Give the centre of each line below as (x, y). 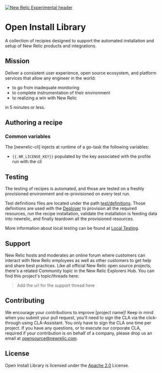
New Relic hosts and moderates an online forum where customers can (75, 255)
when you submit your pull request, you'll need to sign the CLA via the (75, 317)
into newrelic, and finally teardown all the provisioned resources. (70, 219)
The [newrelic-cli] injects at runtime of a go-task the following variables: (77, 147)
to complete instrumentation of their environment (61, 93)
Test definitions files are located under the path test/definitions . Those (75, 203)
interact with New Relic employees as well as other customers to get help (78, 261)
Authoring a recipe (34, 122)
